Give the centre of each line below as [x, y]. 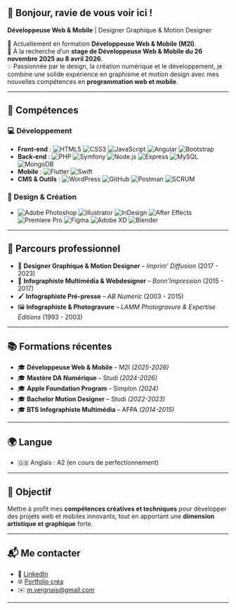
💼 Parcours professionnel [64, 249]
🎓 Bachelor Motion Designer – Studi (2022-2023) [91, 399]
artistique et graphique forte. [50, 524]
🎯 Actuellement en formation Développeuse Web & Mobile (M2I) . [102, 44]
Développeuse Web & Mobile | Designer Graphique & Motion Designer [110, 30]
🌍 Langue [30, 442]
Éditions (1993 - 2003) [50, 317]
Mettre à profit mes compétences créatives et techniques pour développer [117, 509]
